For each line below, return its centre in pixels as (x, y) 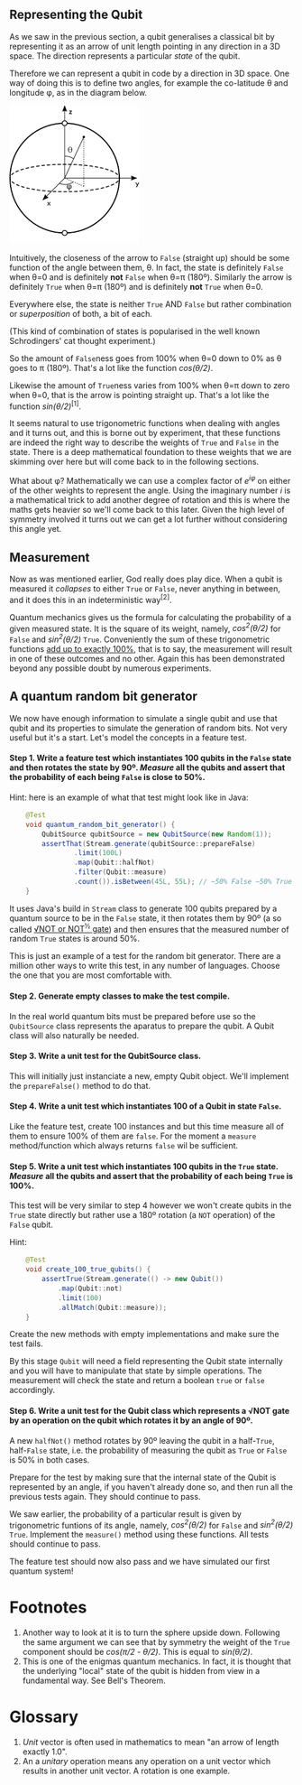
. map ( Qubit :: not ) (90, 1288)
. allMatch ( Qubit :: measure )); (112, 1307)
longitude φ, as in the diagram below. (78, 92)
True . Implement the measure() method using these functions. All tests (139, 1535)
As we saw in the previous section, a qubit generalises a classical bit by (142, 36)
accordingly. (32, 1390)
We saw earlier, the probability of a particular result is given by (125, 1514)
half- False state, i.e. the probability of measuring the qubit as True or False (148, 1450)
